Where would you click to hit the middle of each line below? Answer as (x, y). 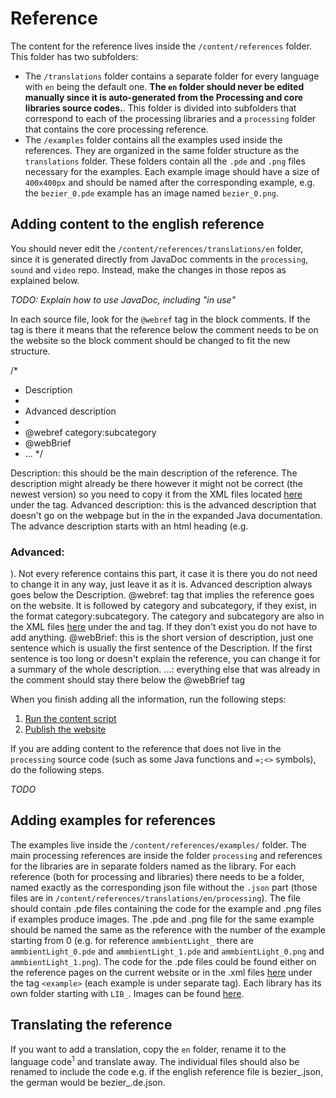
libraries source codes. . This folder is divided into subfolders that (160, 108)
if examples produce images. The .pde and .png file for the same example (162, 919)
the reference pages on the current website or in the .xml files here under (161, 972)
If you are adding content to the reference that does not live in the (146, 749)
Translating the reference (91, 1025)
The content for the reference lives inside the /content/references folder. (161, 46)
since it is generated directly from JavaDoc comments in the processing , (159, 259)
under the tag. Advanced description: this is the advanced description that (163, 504)
